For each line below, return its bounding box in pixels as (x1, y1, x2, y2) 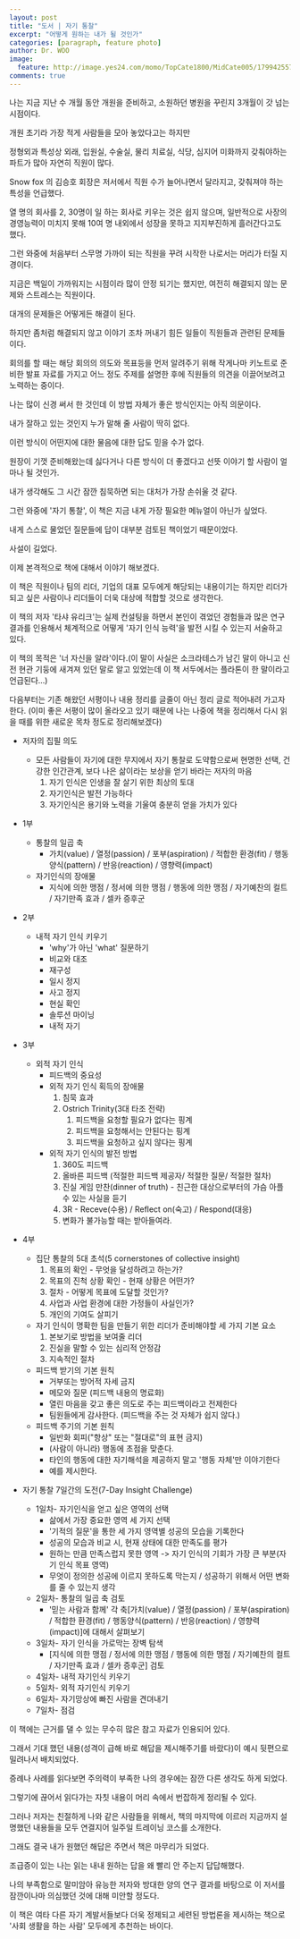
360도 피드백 (62, 1159, 109, 1170)
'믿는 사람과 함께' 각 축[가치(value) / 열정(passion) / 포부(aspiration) (48, 1604, 290, 1614)
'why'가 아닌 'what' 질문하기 (48, 942, 149, 953)
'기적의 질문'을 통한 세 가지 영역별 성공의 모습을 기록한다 (48, 1526, 245, 1537)
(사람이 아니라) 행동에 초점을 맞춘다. (48, 1443, 174, 1453)
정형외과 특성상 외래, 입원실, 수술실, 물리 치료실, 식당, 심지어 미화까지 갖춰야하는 (9, 146, 287, 157)
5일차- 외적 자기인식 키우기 (35, 1682, 130, 1693)
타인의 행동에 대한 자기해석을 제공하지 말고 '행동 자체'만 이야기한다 (48, 1454, 280, 1465)
